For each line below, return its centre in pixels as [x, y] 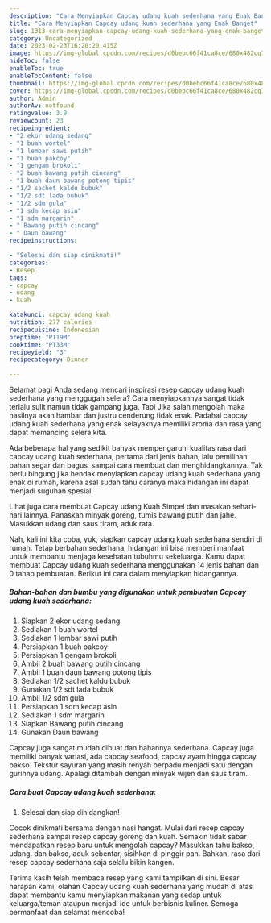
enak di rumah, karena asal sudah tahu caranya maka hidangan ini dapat [129, 482]
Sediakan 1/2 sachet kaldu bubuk [76, 681]
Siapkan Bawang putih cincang [72, 724]
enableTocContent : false [51, 76]
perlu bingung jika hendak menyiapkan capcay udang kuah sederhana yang [135, 474]
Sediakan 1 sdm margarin [62, 715]
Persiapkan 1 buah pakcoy [64, 647]
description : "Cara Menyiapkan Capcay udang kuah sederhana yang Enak [130, 16]
